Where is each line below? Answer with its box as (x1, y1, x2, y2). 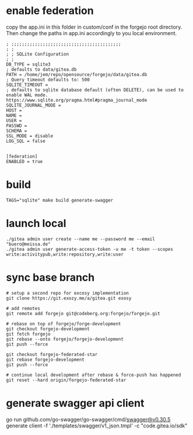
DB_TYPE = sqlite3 (6, 61, 51, 67)
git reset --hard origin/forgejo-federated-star (6, 377, 127, 383)
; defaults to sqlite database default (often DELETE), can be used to (6, 87, 184, 93)
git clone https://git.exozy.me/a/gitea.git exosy (6, 295, 132, 301)
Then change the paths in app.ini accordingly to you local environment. (6, 29, 177, 36)
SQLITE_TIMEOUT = (6, 82, 48, 88)
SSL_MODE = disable (6, 133, 54, 139)
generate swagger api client (6, 396, 145, 410)
